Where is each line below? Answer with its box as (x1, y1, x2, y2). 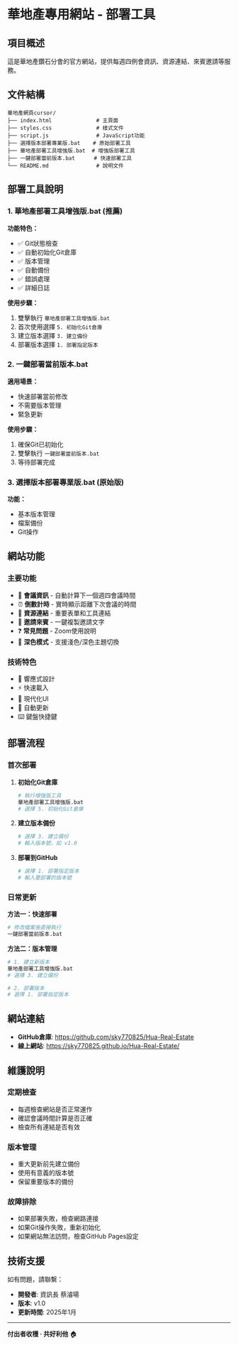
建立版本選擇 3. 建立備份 (17, 331, 88, 339)
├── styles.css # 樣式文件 (7, 124, 124, 131)
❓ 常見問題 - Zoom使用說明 (17, 626, 97, 635)
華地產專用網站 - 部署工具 (7, 6, 156, 23)
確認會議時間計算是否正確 (17, 1113, 93, 1122)
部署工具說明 (7, 183, 64, 195)
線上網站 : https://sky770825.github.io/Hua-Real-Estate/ (17, 1042, 180, 1050)
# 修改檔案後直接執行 (7, 924, 62, 931)
